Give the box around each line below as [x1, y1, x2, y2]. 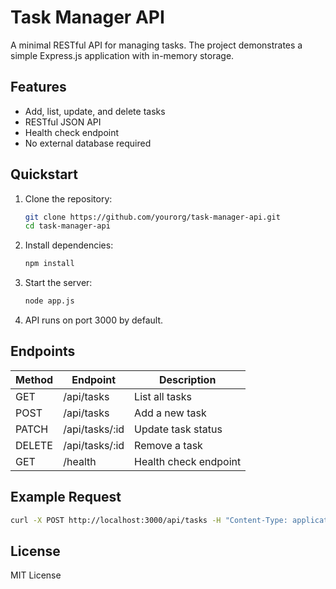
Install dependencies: [24, 239, 114, 251]
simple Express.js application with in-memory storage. [10, 49, 235, 61]
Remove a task [134, 438, 203, 452]
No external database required [24, 137, 152, 149]
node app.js [24, 296, 75, 306]
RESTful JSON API [24, 116, 102, 128]
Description [158, 372, 217, 386]
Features [10, 79, 67, 96]
